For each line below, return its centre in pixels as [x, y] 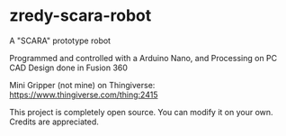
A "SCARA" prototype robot [60, 41]
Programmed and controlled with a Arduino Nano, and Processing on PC [143, 58]
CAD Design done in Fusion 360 [69, 68]
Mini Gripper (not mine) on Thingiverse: [82, 85]
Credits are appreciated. [54, 122]
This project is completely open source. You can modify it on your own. [141, 112]
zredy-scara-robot [80, 16]
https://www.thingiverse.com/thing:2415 [84, 95]
